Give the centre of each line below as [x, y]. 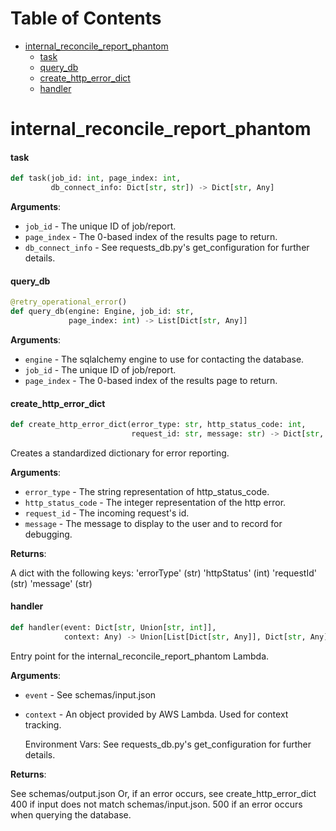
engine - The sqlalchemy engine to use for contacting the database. [164, 359]
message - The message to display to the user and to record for [153, 523]
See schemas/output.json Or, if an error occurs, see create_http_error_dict [163, 793]
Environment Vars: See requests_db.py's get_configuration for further [168, 744]
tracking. [43, 724]
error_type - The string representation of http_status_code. [147, 491]
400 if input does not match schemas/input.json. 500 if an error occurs [156, 804]
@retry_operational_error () [69, 302]
